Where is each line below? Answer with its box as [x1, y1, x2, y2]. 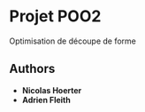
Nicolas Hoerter [21, 84, 82, 95]
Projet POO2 [9, 6, 102, 27]
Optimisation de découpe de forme [9, 36, 137, 46]
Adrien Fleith [21, 94, 71, 105]
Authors [9, 61, 56, 76]
